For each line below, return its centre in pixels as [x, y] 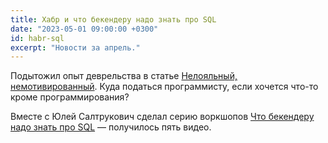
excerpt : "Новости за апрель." [75, 47]
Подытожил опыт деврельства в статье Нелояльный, [124, 76]
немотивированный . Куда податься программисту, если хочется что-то [164, 87]
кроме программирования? [70, 97]
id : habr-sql [37, 38]
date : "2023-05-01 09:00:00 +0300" [84, 29]
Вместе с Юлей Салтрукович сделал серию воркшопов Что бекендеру [162, 117]
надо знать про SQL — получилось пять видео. [111, 127]
